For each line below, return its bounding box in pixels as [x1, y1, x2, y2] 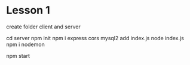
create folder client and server [6, 23, 81, 30]
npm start [6, 52, 30, 59]
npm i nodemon [6, 41, 45, 48]
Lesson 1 [6, 4, 51, 17]
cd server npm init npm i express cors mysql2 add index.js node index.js [6, 34, 184, 41]
